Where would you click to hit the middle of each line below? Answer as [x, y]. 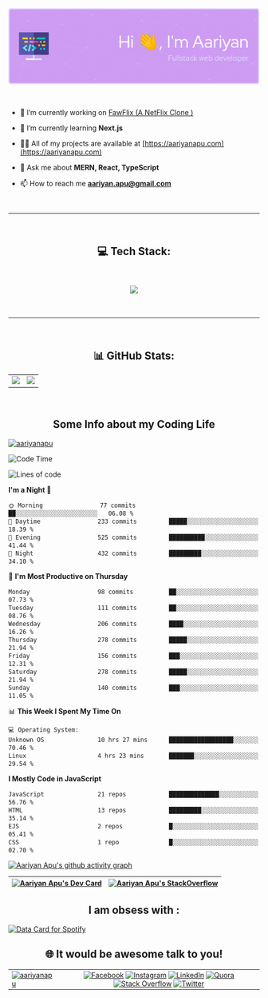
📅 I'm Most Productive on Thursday [68, 577]
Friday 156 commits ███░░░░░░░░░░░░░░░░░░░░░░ [134, 656]
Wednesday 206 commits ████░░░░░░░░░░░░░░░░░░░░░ [134, 624]
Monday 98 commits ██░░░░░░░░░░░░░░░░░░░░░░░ [134, 592]
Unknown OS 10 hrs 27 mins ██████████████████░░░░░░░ [134, 740]
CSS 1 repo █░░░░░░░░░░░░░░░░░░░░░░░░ [134, 843]
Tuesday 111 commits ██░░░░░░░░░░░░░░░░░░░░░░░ [134, 608]
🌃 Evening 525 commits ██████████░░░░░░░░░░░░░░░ [134, 538]
